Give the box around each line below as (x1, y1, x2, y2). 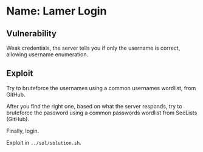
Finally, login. (6, 127, 40, 134)
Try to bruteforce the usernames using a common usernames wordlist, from (6, 84, 196, 91)
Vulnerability (6, 28, 57, 39)
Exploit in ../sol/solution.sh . (6, 139, 81, 146)
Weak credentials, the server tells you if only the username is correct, (6, 44, 181, 51)
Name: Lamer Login (6, 4, 107, 18)
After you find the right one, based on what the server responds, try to (6, 102, 182, 110)
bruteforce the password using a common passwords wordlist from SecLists (6, 109, 198, 116)
